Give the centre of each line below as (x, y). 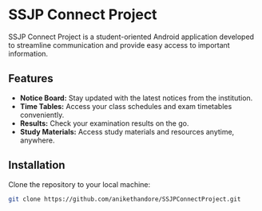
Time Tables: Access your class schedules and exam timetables (126, 106)
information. (28, 53)
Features (31, 78)
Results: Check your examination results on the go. (104, 123)
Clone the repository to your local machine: (79, 184)
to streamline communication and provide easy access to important (119, 45)
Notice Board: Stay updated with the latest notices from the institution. (136, 98)
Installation (37, 165)
